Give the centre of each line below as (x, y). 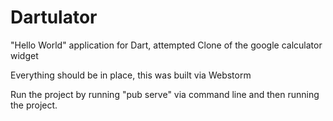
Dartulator (54, 17)
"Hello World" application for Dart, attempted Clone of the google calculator (166, 45)
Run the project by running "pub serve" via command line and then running (165, 94)
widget (24, 55)
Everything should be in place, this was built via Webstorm (131, 75)
